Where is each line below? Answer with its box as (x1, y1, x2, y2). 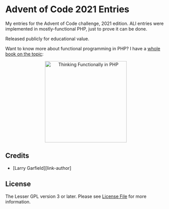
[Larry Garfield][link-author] (12, 165, 71, 171)
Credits (5, 152, 30, 160)
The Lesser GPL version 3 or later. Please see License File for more (5, 193, 147, 199)
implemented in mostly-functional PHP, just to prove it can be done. (5, 25, 148, 32)
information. (5, 198, 31, 204)
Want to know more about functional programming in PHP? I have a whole (5, 45, 161, 51)
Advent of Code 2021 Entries (5, 4, 130, 15)
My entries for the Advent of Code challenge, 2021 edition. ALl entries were (5, 20, 164, 26)
